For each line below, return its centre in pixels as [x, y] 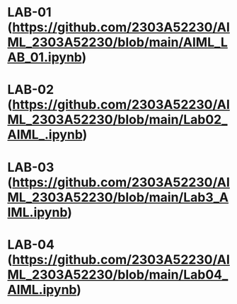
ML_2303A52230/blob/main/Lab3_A [118, 197]
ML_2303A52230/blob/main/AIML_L [118, 42]
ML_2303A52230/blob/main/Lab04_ [118, 275]
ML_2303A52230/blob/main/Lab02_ [117, 120]
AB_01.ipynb [45, 58]
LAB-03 [31, 167]
